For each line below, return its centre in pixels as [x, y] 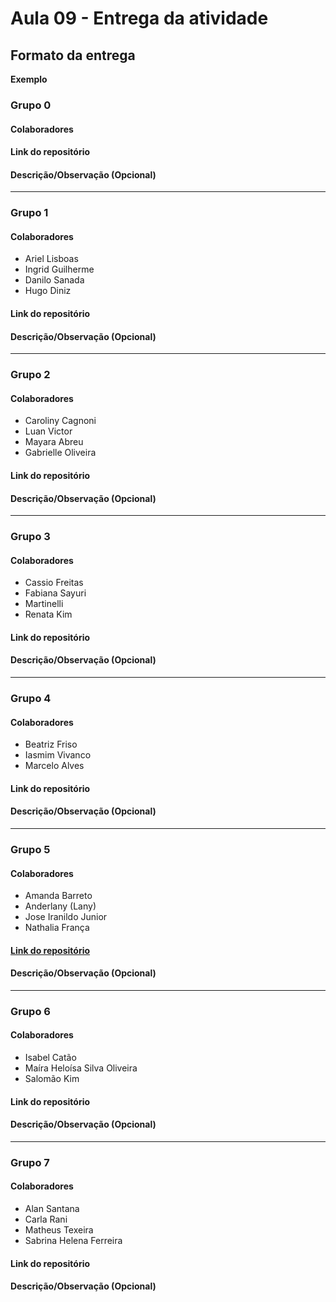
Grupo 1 [29, 213]
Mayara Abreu [54, 442]
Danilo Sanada [54, 280]
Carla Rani [46, 1219]
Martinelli [44, 604]
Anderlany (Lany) [60, 906]
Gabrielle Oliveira [60, 453]
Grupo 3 [30, 537]
